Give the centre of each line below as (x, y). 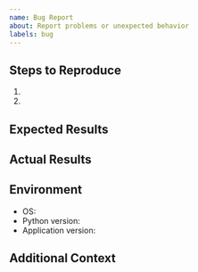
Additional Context (62, 258)
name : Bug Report (41, 17)
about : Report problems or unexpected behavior (99, 26)
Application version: (59, 230)
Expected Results (59, 129)
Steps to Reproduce (66, 70)
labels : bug (31, 34)
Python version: (51, 220)
